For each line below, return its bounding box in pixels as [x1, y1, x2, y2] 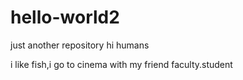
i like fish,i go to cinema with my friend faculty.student [10, 58, 233, 70]
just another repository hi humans [10, 39, 150, 51]
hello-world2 [10, 6, 120, 29]
